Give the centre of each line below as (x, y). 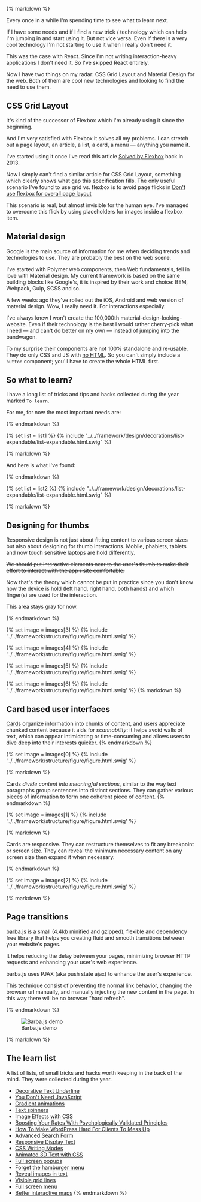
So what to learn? (39, 380)
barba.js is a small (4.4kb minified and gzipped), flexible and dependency (97, 931)
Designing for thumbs (48, 525)
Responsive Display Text (45, 1141)
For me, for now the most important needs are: (64, 413)
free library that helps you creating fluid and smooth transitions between (95, 937)
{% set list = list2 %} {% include (46, 489)
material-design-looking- (151, 318)
